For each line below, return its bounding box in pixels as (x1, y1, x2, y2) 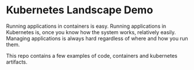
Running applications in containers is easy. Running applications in (6, 23, 167, 30)
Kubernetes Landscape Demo (6, 3, 154, 17)
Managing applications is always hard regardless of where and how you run (6, 35, 188, 42)
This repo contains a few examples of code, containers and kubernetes (6, 52, 178, 59)
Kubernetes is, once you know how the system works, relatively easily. (6, 28, 176, 35)
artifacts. (6, 58, 28, 65)
